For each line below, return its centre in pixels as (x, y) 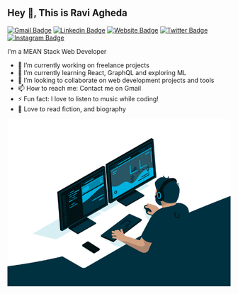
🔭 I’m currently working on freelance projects (84, 65)
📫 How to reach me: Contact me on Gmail (79, 88)
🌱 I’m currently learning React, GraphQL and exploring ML (102, 72)
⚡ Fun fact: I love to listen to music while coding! (88, 98)
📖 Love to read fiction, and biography (72, 109)
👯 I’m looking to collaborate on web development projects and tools (116, 80)
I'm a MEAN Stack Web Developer (57, 51)
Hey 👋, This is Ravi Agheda (67, 13)
